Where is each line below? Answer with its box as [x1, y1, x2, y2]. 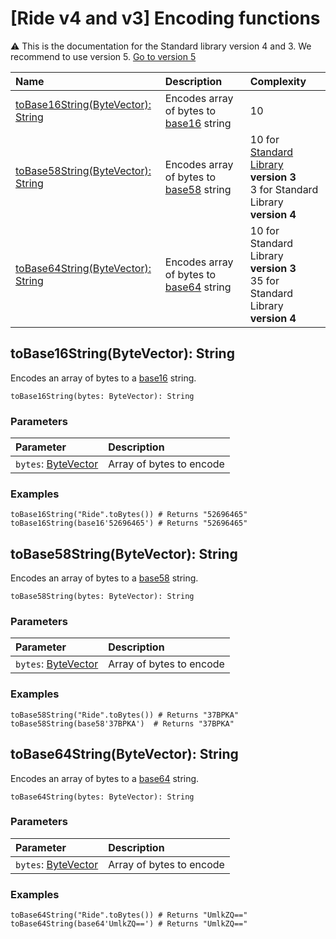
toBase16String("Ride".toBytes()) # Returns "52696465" [10, 510, 248, 520]
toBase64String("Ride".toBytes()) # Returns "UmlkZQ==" [10, 910, 248, 921]
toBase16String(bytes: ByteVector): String [10, 391, 195, 401]
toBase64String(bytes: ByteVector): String [10, 792, 195, 802]
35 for [249, 273, 280, 287]
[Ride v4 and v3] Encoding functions [10, 7, 321, 30]
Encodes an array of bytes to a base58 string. [10, 572, 199, 584]
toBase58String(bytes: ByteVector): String [10, 592, 195, 602]
